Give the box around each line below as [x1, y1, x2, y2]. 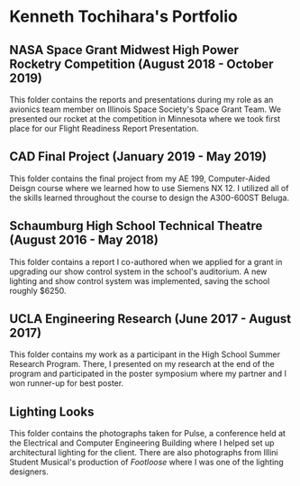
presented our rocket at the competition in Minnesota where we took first [9, 114, 281, 124]
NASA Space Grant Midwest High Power [9, 42, 239, 58]
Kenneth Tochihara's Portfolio [9, 6, 239, 27]
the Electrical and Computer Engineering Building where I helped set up [9, 437, 275, 448]
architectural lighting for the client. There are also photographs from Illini [9, 447, 278, 458]
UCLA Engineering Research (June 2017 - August [9, 311, 291, 326]
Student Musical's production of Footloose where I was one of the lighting [9, 457, 284, 468]
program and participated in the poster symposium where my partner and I [9, 368, 286, 380]
